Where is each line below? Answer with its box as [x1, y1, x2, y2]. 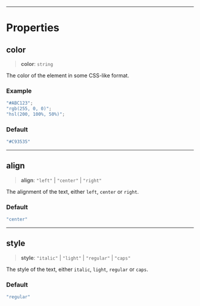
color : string [20, 61, 54, 67]
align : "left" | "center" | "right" [20, 176, 102, 184]
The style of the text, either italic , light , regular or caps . [6, 266, 149, 273]
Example [6, 87, 32, 95]
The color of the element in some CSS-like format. [6, 72, 130, 79]
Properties [6, 21, 60, 34]
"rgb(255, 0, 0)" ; [6, 106, 52, 112]
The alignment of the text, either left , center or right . [6, 188, 139, 195]
